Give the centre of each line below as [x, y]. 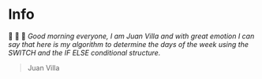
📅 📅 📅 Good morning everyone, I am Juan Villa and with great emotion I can [131, 36]
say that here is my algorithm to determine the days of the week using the [128, 44]
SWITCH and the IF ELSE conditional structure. [84, 52]
